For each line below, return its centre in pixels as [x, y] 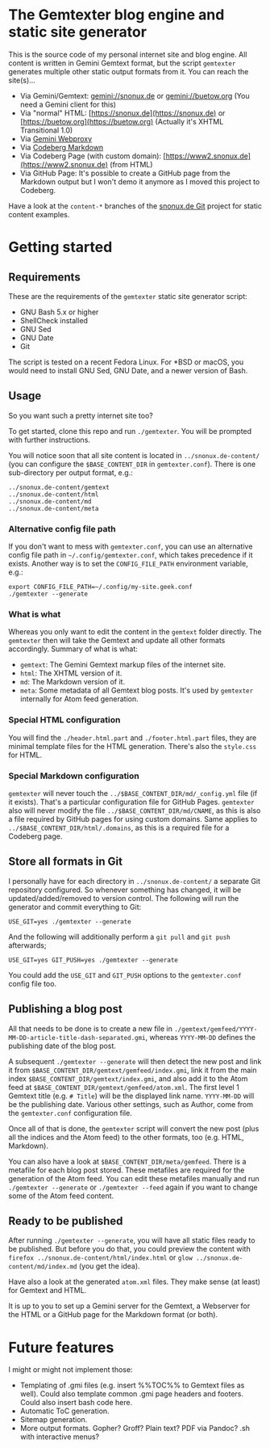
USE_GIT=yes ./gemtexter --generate [70, 922]
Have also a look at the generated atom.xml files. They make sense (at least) [134, 1282]
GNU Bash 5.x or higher [59, 312]
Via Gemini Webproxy [56, 138]
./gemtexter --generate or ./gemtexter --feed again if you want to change [133, 1187]
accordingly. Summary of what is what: [73, 649]
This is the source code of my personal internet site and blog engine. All [128, 54]
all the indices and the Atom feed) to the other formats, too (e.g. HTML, [126, 1137]
